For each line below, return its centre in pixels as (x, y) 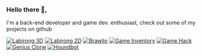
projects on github (29, 29)
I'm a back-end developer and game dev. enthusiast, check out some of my (101, 23)
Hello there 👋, (27, 10)
